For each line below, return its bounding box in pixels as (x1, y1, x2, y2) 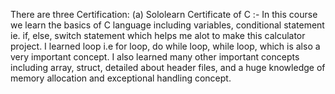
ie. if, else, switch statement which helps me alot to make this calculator (10, 30, 306, 41)
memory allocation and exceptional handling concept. (10, 72, 232, 84)
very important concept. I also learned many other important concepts (10, 51, 300, 63)
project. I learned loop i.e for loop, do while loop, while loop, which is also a (10, 40, 321, 52)
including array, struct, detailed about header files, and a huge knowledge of (10, 62, 326, 73)
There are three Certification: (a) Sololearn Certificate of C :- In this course (10, 9, 318, 20)
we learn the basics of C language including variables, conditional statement (10, 19, 325, 31)
